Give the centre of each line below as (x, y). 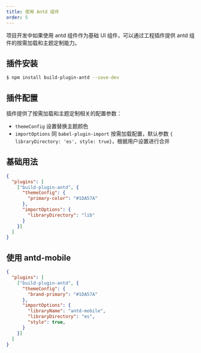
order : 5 (17, 17)
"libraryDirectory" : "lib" (61, 215)
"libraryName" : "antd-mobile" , (67, 311)
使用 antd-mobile (38, 258)
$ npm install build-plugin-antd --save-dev (63, 78)
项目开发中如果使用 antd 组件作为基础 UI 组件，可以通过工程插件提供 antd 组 (100, 35)
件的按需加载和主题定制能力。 (43, 43)
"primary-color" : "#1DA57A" (63, 199)
